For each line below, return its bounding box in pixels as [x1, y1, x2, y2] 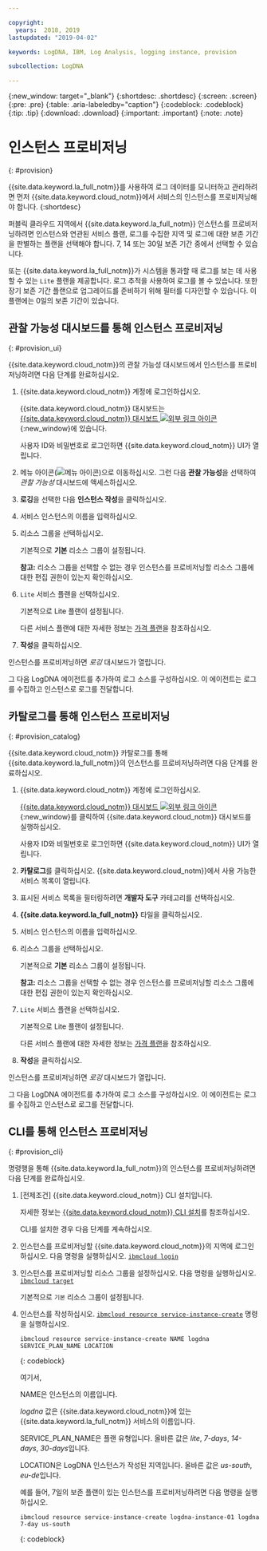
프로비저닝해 [218, 192, 257, 202]
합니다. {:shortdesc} [16, 202, 81, 212]
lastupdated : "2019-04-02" [8, 34, 98, 42]
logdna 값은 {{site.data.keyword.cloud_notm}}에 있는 [19, 1406, 192, 1416]
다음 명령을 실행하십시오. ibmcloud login [49, 1251, 179, 1260]
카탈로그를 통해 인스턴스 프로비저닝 [8, 710, 171, 724]
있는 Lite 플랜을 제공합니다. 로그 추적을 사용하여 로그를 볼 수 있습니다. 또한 [25, 276, 258, 286]
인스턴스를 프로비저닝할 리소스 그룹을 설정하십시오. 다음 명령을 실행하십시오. [19, 1267, 257, 1278]
